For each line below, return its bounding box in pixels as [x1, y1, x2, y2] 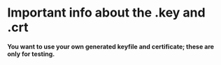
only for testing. [7, 50, 55, 58]
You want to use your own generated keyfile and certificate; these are [7, 42, 215, 50]
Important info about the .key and [7, 5, 206, 21]
